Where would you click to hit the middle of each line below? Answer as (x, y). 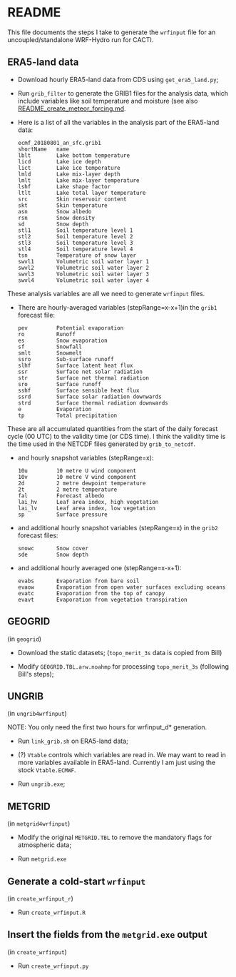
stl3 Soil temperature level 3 (75, 243)
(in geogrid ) (24, 639)
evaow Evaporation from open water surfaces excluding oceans (122, 587)
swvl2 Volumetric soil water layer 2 (83, 268)
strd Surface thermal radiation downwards (93, 403)
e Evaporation (55, 409)
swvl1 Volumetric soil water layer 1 (83, 261)
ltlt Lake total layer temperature (82, 193)
